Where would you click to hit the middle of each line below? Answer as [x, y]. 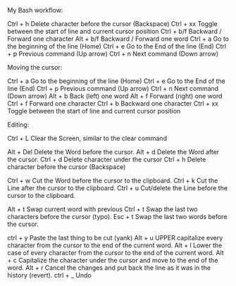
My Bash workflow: [35, 10]
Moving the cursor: [35, 67]
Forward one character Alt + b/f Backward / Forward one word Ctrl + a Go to [118, 39]
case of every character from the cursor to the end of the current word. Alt [116, 253]
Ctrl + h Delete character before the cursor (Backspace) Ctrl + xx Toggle [112, 24]
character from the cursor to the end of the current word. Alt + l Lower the [115, 245]
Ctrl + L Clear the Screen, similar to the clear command [87, 138]
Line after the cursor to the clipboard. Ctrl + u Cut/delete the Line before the [117, 188]
